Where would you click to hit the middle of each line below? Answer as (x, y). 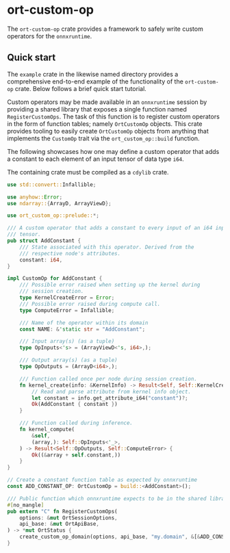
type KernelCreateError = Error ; (67, 298)
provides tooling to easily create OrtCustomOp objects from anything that (108, 131)
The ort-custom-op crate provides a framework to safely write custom (105, 29)
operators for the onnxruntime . (50, 36)
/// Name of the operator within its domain (84, 323)
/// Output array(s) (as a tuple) (68, 360)
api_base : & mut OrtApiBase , (59, 524)
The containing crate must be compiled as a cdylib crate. (88, 172)
